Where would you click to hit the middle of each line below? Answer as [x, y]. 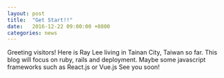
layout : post [26, 13]
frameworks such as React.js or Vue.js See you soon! [83, 67]
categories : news [32, 33]
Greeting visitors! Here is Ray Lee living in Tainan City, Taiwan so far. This [112, 52]
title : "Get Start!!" [40, 20]
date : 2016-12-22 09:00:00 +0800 [59, 26]
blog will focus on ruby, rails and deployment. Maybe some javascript [106, 60]
